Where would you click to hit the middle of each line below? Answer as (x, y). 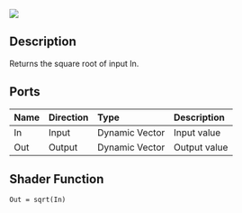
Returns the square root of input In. (74, 63)
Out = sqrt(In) (38, 200)
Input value (197, 133)
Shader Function (57, 179)
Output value (201, 147)
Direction (68, 117)
